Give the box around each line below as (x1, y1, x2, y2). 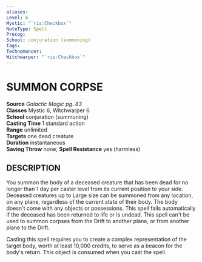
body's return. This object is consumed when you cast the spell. (6, 249, 167, 256)
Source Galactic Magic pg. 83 (6, 100, 82, 107)
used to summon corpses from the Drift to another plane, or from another (6, 218, 190, 225)
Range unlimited (6, 126, 47, 133)
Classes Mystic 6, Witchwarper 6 (6, 107, 90, 114)
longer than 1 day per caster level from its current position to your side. (6, 186, 183, 193)
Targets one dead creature (6, 132, 74, 139)
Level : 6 (6, 15, 29, 21)
